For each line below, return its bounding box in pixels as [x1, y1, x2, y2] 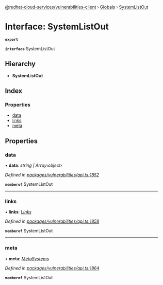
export [5, 37, 18, 42]
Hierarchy [5, 60, 36, 68]
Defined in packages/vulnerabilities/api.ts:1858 [5, 218, 99, 224]
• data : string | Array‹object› [5, 162, 62, 168]
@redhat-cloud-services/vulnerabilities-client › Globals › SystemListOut [5, 4, 148, 10]
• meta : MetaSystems [5, 255, 49, 262]
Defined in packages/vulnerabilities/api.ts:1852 [5, 172, 99, 178]
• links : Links [5, 209, 32, 215]
